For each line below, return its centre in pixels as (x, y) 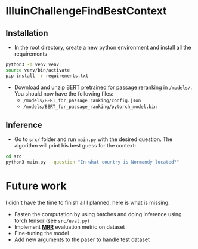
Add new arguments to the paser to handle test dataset (82, 239)
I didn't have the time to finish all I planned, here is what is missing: (88, 203)
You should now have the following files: (64, 93)
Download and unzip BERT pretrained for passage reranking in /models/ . (103, 87)
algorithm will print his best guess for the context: (75, 146)
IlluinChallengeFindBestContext (86, 11)
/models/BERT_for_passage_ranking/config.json (82, 100)
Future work (36, 186)
